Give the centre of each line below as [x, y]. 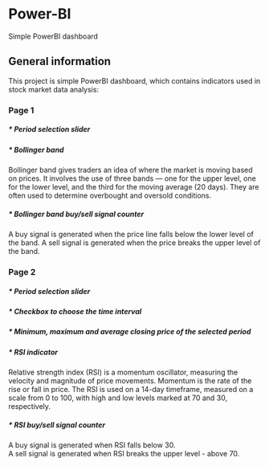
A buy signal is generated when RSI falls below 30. [92, 445]
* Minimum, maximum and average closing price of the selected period [130, 332]
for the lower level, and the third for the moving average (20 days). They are [134, 187]
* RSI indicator [33, 352]
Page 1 [21, 110]
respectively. [29, 406]
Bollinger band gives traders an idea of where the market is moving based [130, 170]
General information [59, 61]
